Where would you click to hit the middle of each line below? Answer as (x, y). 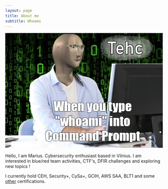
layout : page (19, 10)
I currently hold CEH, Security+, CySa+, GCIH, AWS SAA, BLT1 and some (80, 176)
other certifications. (25, 182)
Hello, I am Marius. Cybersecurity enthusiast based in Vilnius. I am (73, 156)
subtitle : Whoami (23, 21)
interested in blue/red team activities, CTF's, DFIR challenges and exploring (83, 161)
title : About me (22, 16)
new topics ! (18, 167)
